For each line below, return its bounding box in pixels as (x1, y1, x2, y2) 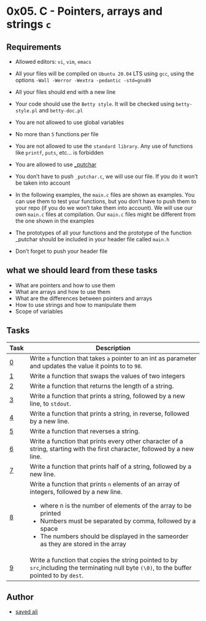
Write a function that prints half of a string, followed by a (29, 462, 192, 471)
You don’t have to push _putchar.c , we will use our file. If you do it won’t (15, 173, 198, 180)
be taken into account (15, 179, 71, 187)
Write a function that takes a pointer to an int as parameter (29, 354, 197, 363)
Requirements (6, 42, 61, 52)
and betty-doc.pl (39, 107, 83, 114)
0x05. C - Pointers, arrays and (6, 4, 163, 18)
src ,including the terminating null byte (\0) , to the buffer (29, 563, 192, 572)
